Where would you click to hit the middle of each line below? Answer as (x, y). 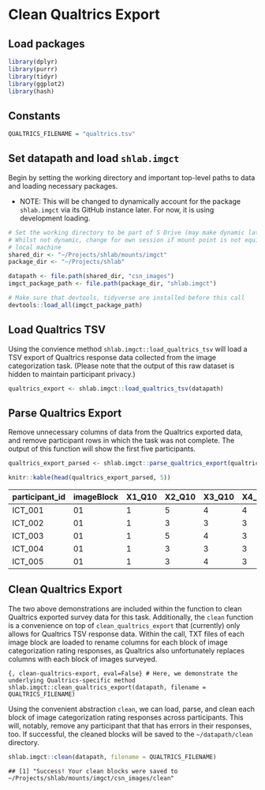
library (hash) (32, 91)
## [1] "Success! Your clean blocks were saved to (93, 771)
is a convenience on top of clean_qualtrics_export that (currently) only (124, 625)
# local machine (35, 247)
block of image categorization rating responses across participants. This (126, 717)
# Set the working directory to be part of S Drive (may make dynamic (127, 232)
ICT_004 (28, 549)
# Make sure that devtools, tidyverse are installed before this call (127, 298)
